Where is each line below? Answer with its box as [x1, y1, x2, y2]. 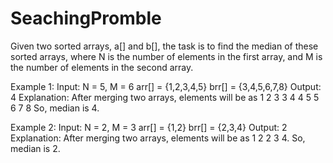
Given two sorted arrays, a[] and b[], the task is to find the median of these [10, 40, 319, 52]
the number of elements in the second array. [10, 61, 194, 73]
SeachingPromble [10, 7, 162, 30]
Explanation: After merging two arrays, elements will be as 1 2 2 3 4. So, [10, 132, 306, 144]
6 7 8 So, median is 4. [10, 102, 100, 114]
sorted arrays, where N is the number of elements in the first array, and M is [10, 50, 323, 62]
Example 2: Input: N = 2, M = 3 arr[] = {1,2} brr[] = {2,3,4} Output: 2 [10, 121, 288, 133]
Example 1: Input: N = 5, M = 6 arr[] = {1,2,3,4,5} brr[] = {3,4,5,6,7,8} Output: [10, 80, 322, 92]
